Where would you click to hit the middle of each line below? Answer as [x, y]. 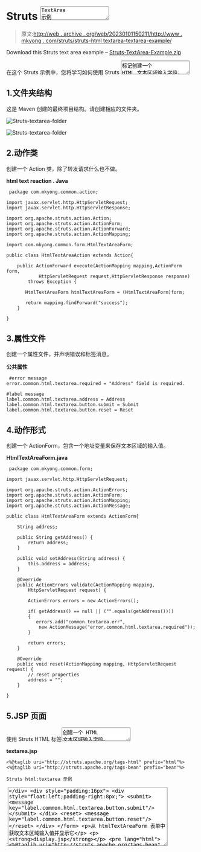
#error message [28, 378]
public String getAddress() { [55, 538]
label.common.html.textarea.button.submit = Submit [72, 405]
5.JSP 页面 [27, 716]
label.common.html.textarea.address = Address [66, 399]
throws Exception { [53, 281]
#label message [25, 394]
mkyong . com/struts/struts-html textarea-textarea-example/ [96, 40]
